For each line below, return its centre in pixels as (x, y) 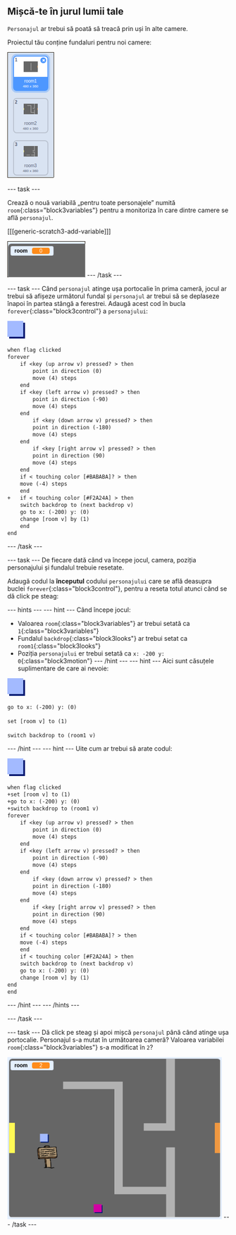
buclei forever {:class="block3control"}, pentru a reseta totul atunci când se (117, 589)
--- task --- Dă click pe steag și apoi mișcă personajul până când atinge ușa (118, 1032)
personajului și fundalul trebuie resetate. (66, 567)
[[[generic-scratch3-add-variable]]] (59, 231)
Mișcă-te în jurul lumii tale (66, 12)
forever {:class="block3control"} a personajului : (77, 311)
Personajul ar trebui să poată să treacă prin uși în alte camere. (98, 28)
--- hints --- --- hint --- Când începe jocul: (69, 610)
